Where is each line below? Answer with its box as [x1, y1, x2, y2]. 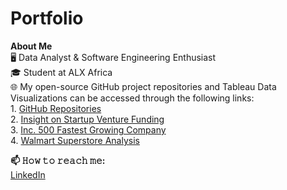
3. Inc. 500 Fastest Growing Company [10, 123, 167, 136]
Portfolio [10, 7, 84, 30]
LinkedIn [10, 168, 46, 181]
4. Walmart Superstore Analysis [10, 134, 140, 146]
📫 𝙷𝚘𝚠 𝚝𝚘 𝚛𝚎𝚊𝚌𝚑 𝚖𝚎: [10, 154, 106, 166]
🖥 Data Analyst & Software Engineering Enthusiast [10, 51, 217, 63]
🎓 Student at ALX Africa [10, 66, 113, 78]
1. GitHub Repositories [10, 102, 102, 114]
